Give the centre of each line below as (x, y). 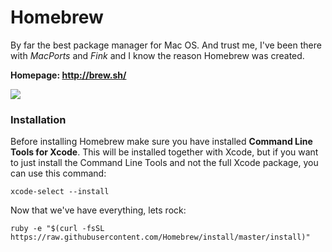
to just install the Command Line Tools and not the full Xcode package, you (164, 163)
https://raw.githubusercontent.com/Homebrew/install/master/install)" (160, 237)
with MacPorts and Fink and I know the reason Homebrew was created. (157, 55)
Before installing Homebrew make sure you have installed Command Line (161, 142)
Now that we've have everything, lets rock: (98, 210)
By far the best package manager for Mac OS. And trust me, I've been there (166, 45)
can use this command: (58, 173)
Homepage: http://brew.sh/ (68, 75)
